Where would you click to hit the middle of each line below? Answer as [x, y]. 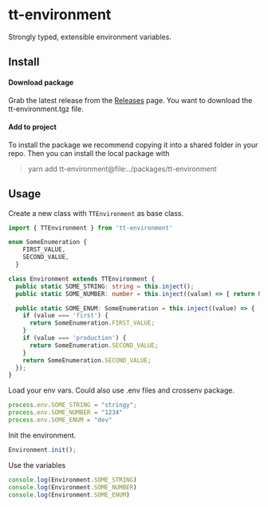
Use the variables [37, 465]
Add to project [33, 127]
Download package [41, 82]
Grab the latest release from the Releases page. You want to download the [130, 100]
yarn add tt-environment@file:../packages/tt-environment [122, 169]
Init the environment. [42, 435]
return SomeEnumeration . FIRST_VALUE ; [92, 323]
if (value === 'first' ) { [66, 316]
